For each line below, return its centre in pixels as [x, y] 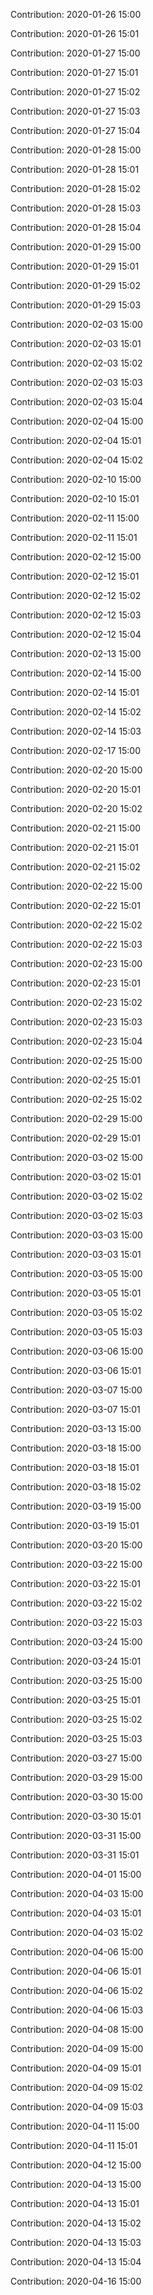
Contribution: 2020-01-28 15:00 [76, 150]
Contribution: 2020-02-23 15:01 [75, 983]
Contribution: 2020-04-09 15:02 [77, 2087]
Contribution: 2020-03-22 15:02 [76, 1603]
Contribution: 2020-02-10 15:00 [76, 479]
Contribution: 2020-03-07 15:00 [76, 1390]
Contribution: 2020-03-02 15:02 [76, 1196]
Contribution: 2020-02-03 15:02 [76, 363]
